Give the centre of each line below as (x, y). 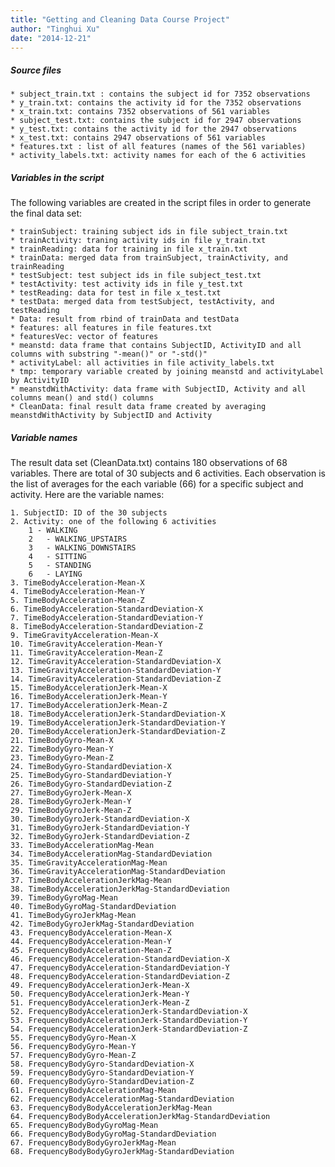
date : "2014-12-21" (51, 38)
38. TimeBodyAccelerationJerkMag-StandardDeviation (120, 889)
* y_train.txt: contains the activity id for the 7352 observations (156, 103)
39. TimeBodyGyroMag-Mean (64, 898)
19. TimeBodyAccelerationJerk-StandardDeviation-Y (118, 723)
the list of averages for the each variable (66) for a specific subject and (157, 484)
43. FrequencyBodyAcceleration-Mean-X (91, 933)
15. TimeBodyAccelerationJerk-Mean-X (89, 688)
